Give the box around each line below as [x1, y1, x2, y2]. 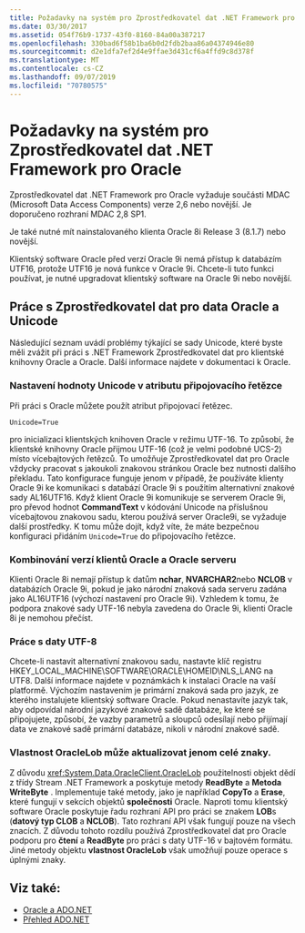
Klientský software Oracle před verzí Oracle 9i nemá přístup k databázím [9, 253, 282, 264]
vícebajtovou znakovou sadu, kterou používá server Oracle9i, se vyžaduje [9, 511, 287, 522]
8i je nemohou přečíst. [9, 612, 94, 624]
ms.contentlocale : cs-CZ [9, 65, 104, 74]
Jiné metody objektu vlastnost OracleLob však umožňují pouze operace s [9, 844, 289, 856]
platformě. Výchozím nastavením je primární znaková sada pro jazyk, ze [9, 685, 280, 696]
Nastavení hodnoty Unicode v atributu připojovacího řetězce [9, 380, 283, 392]
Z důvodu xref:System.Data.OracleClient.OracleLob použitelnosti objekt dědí [9, 766, 296, 778]
